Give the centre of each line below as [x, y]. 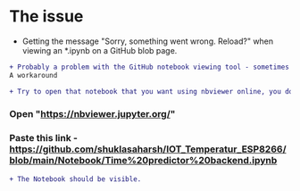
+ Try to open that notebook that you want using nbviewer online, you [145, 91]
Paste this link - [44, 138]
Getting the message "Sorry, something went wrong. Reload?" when [148, 41]
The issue [46, 17]
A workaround [33, 75]
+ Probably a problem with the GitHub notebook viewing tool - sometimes [150, 67]
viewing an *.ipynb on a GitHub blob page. [100, 50]
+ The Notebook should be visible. [75, 179]
